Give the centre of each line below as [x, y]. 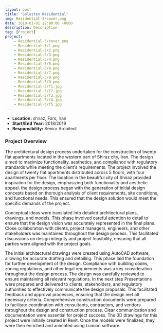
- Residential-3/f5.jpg [38, 105]
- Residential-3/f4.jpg [38, 100]
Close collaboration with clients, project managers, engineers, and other [77, 228]
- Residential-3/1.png [37, 46]
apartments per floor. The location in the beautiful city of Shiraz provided [78, 177]
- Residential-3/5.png [37, 64]
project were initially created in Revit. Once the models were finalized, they [80, 320]
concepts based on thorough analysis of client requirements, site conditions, [82, 193]
